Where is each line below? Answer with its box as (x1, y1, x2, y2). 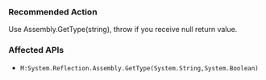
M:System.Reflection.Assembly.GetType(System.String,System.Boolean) (19, 64, 260, 72)
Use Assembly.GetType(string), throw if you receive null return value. (8, 25, 238, 34)
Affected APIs (8, 45, 64, 56)
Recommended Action (8, 6, 98, 18)
